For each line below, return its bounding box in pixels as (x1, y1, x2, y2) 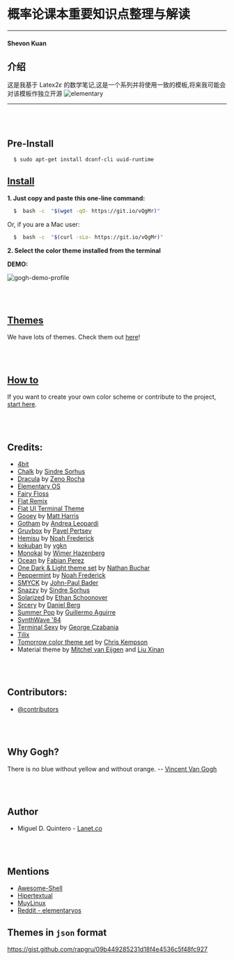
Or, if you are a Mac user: (7, 220, 80, 228)
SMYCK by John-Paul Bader (17, 579, 99, 587)
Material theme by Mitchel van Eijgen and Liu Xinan (17, 645, 165, 653)
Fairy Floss (17, 489, 49, 498)
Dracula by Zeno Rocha (17, 475, 85, 483)
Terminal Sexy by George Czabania (17, 623, 119, 632)
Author (7, 806, 38, 818)
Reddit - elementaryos (17, 906, 81, 915)
